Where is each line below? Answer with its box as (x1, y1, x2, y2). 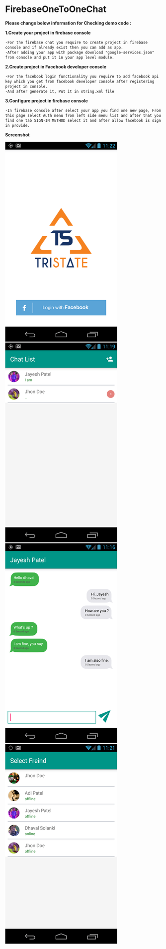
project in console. (5, 84, 48, 89)
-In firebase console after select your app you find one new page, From (5, 108, 162, 113)
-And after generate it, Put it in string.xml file (5, 89, 114, 94)
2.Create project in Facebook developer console (5, 63, 107, 69)
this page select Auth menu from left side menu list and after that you (5, 113, 162, 118)
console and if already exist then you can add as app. (5, 45, 123, 50)
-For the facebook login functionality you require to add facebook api (5, 74, 159, 79)
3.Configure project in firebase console (5, 97, 88, 103)
